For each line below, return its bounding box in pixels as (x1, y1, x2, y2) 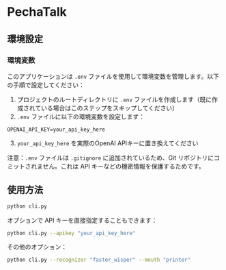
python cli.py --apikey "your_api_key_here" (7, 230, 136, 236)
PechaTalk (7, 4, 67, 20)
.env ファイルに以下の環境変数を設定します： (16, 112, 145, 121)
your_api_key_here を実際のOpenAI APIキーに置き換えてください (16, 138, 199, 147)
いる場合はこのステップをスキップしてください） (40, 103, 179, 112)
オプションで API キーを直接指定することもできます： (7, 216, 158, 224)
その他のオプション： (7, 243, 67, 251)
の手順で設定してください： (7, 80, 85, 89)
